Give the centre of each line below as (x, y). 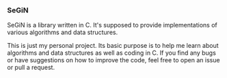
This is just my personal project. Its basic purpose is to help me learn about (113, 46)
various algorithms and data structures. (63, 32)
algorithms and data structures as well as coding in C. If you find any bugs (112, 53)
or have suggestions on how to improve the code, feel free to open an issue (113, 60)
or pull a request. (31, 68)
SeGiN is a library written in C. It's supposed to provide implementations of (112, 25)
